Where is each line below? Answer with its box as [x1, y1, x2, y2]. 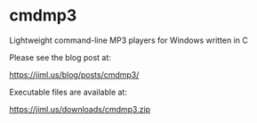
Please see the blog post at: [9, 52, 111, 62]
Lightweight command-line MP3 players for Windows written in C [9, 35, 249, 45]
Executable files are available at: [9, 86, 127, 97]
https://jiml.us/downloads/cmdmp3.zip [9, 103, 151, 114]
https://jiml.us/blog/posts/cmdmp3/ [9, 69, 140, 80]
